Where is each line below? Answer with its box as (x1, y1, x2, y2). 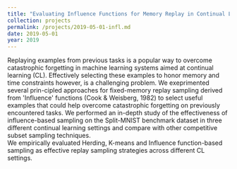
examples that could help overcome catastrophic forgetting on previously (7, 101, 221, 110)
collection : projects (7, 17, 71, 24)
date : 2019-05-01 (7, 30, 59, 37)
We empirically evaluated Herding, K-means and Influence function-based (7, 139, 223, 147)
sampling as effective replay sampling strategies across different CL (7, 146, 205, 155)
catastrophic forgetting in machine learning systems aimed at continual (7, 64, 214, 72)
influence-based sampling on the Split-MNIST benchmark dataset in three (7, 116, 222, 124)
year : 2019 (7, 37, 39, 44)
